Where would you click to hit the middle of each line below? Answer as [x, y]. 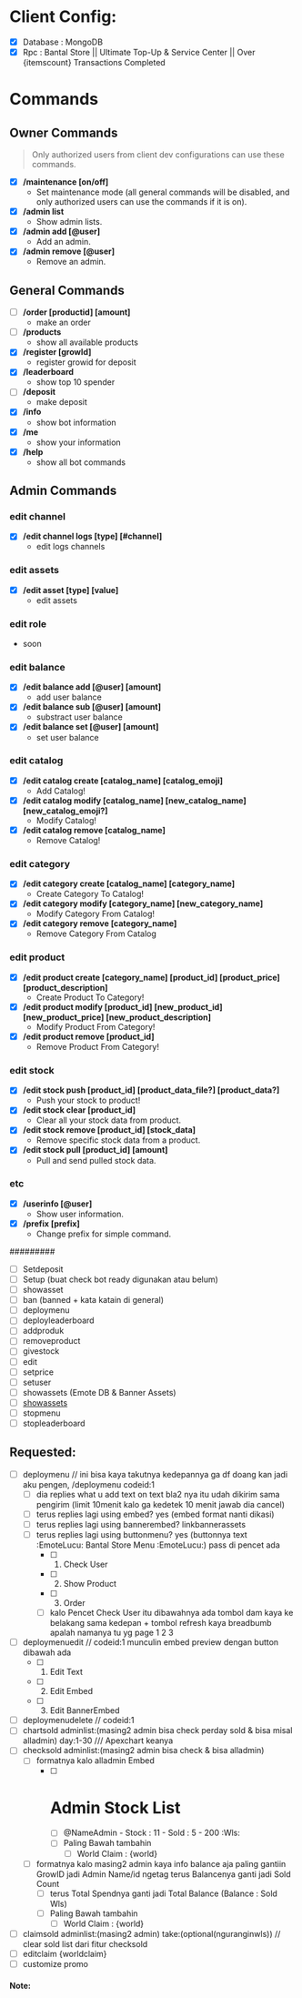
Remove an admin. [71, 262]
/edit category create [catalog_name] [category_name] [129, 883]
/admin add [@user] [61, 232]
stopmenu [41, 1413]
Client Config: [63, 17]
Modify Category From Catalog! [96, 914]
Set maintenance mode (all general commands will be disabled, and [163, 192]
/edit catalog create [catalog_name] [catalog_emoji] [123, 781]
